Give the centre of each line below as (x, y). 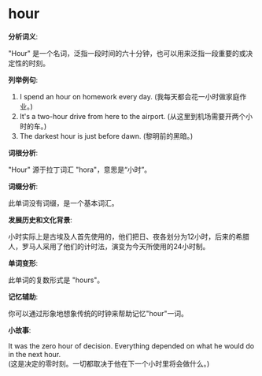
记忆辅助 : (23, 296)
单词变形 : (23, 263)
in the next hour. (35, 354)
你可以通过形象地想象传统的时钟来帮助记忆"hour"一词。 (98, 313)
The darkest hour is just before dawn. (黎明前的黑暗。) (106, 136)
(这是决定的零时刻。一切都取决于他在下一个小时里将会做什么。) (109, 363)
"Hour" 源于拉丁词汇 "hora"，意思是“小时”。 (80, 169)
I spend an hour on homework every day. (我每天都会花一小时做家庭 (129, 96)
